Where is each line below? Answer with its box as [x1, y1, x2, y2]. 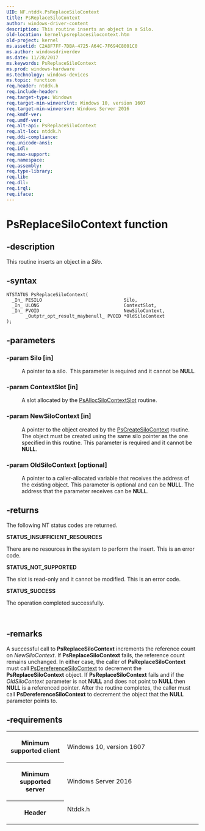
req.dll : [6, 180, 29, 186]
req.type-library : [6, 168, 53, 174]
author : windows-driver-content [6, 20, 88, 26]
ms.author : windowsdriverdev [6, 49, 81, 55]
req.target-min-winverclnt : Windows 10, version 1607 [6, 100, 146, 106]
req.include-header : [6, 89, 59, 95]
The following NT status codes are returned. [6, 521, 118, 529]
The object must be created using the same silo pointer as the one [21, 432, 189, 439]
